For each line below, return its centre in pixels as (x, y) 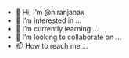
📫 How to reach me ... (52, 46)
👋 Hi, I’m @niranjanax (50, 12)
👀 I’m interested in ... (48, 20)
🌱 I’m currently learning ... (57, 29)
